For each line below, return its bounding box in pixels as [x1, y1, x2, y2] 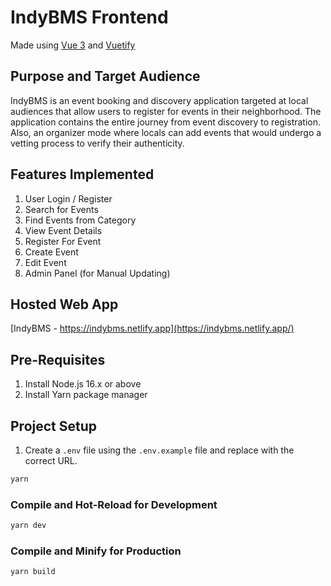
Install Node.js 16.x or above [24, 378, 142, 390]
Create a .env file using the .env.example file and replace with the [24, 444, 295, 456]
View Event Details [24, 224, 103, 236]
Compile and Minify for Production [10, 544, 182, 558]
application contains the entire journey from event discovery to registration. [10, 116, 322, 128]
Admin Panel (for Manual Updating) [24, 267, 171, 279]
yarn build [10, 567, 56, 577]
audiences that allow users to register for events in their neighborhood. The [10, 105, 322, 117]
